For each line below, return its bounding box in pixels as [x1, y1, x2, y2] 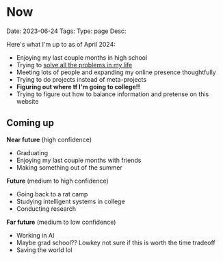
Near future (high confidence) [6, 135, 92, 144]
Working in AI [16, 231, 55, 239]
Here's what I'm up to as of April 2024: [6, 40, 116, 48]
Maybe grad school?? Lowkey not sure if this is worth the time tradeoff [16, 238, 216, 247]
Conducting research [16, 204, 77, 213]
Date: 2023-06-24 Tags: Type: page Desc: [6, 27, 127, 35]
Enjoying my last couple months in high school [16, 53, 148, 62]
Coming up [6, 117, 54, 129]
